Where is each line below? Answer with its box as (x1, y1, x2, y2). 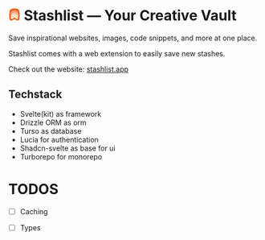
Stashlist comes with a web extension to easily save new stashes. (8, 48, 226, 58)
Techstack (8, 88, 63, 101)
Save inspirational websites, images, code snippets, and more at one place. (8, 33, 258, 43)
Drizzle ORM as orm (19, 118, 87, 127)
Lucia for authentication (19, 134, 99, 144)
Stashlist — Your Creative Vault (23, 6, 237, 25)
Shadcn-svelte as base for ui (19, 143, 116, 153)
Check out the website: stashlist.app (8, 64, 129, 74)
